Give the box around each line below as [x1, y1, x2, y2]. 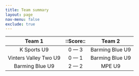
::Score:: [65, 37, 86, 45]
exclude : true [5, 21, 36, 27]
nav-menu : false [5, 17, 40, 22]
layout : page [5, 12, 33, 17]
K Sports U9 [19, 46, 49, 53]
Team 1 [24, 37, 44, 45]
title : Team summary [5, 7, 49, 13]
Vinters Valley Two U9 [8, 54, 61, 61]
